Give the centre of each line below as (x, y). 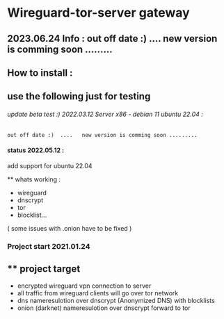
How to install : (40, 73)
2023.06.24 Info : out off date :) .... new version (112, 39)
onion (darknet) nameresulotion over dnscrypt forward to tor (104, 308)
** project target (44, 269)
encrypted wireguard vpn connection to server (84, 286)
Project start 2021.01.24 (49, 246)
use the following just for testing (79, 96)
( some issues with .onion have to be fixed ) (70, 228)
